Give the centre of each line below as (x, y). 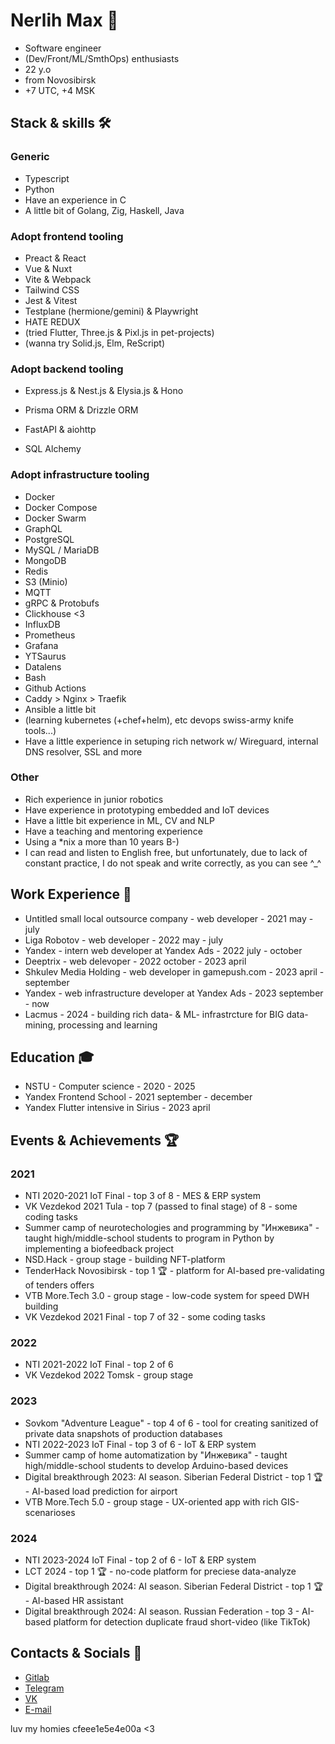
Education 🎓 (52, 1057)
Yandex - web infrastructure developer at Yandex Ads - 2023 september (174, 993)
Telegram (44, 1688)
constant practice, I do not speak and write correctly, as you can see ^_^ (173, 863)
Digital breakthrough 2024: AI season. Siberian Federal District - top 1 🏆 (174, 1586)
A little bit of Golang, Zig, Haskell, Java (104, 210)
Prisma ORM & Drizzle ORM (81, 410)
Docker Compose (61, 507)
